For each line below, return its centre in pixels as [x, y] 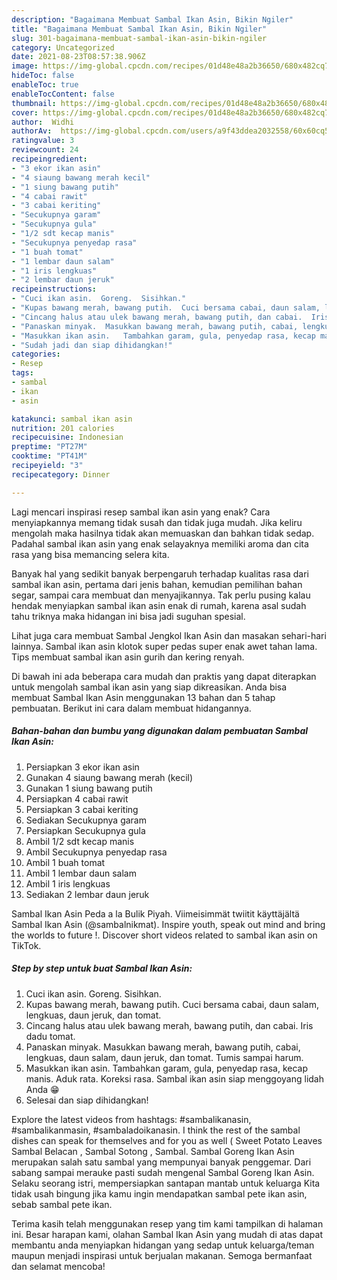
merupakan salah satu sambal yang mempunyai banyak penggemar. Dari [161, 1162]
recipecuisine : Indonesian [67, 437]
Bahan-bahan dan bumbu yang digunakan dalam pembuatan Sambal [160, 731]
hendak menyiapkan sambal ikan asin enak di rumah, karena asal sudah [159, 605]
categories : [36, 354]
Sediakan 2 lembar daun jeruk [87, 894]
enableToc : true [45, 85]
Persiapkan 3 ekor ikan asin [82, 767]
